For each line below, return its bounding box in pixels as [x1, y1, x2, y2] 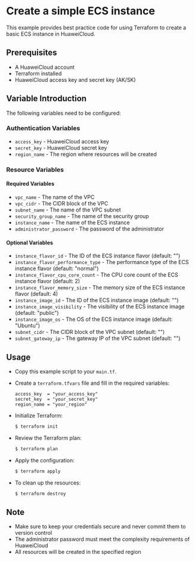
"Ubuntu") [14, 322, 41, 329]
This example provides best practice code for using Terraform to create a [6, 24, 187, 31]
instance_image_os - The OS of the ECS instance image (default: [14, 315, 173, 323]
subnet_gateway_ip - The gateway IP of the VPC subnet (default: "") [14, 335, 181, 342]
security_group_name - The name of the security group [14, 212, 149, 219]
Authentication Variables [6, 124, 81, 133]
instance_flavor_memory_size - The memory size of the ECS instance [14, 284, 185, 291]
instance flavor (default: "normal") [14, 265, 99, 272]
